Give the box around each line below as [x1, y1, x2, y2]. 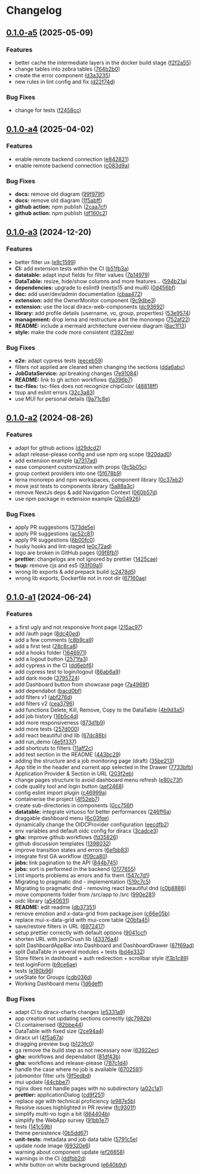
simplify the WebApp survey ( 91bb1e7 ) [14, 1116, 109, 1124]
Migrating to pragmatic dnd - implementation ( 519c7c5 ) [14, 878, 151, 885]
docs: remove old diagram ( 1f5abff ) [14, 197, 103, 204]
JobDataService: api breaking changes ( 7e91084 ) [14, 370, 139, 377]
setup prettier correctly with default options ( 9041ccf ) [14, 929, 147, 936]
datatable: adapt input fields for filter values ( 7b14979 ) [14, 271, 150, 279]
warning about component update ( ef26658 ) [14, 1148, 125, 1156]
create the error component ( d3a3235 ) [14, 71, 110, 78]
